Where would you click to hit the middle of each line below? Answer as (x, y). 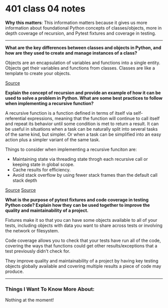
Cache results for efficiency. (41, 170)
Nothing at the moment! (29, 300)
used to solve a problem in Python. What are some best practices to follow (84, 98)
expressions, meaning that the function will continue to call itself (93, 118)
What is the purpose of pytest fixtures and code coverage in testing (77, 200)
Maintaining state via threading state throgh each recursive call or (80, 159)
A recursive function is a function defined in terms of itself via (69, 113)
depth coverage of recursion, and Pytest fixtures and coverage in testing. (81, 33)
